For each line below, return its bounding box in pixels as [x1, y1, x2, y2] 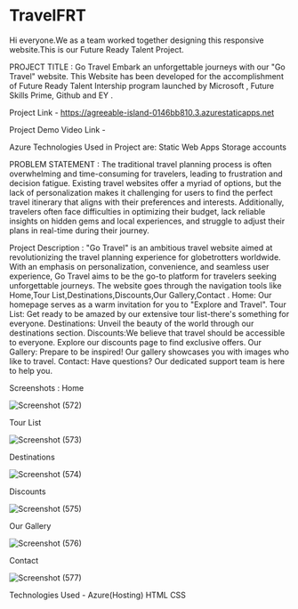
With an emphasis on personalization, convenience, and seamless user [9, 261, 270, 272]
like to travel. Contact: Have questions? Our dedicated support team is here [9, 355, 286, 366]
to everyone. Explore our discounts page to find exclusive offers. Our [9, 337, 262, 347]
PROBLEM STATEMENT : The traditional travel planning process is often [9, 158, 272, 169]
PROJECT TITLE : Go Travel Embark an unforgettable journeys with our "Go [9, 61, 286, 72]
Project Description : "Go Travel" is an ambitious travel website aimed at [9, 242, 273, 253]
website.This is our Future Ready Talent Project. [9, 44, 184, 54]
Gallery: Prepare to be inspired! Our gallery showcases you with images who [9, 346, 289, 357]
